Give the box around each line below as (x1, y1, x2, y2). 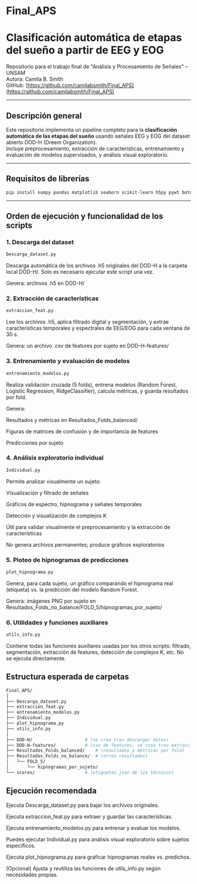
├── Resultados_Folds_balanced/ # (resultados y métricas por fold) (6, 747, 185, 754)
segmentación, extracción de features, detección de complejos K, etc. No (6, 649, 184, 656)
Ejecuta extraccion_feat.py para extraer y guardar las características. (6, 813, 173, 820)
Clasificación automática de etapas (6, 31, 182, 45)
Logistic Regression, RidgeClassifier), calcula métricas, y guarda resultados (6, 387, 189, 394)
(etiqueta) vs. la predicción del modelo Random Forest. (6, 586, 139, 593)
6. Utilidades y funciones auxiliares (6, 618, 108, 626)
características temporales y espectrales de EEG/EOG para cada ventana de (6, 325, 191, 332)
